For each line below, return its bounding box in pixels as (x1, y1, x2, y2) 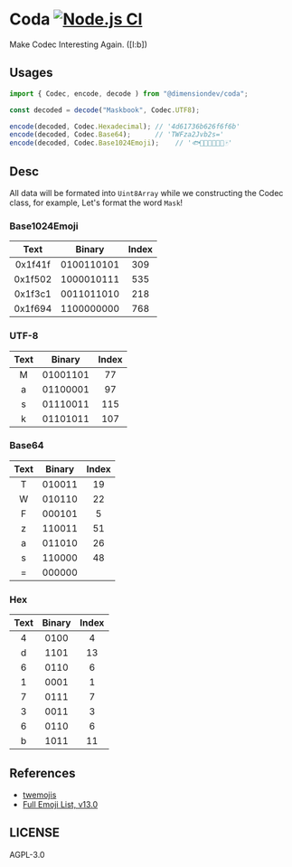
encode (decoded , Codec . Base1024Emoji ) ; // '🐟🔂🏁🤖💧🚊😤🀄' (9, 138, 233, 148)
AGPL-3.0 (9, 849, 45, 860)
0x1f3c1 (14, 287, 52, 300)
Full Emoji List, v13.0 (22, 798, 99, 809)
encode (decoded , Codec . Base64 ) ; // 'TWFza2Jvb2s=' (9, 130, 224, 139)
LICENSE (9, 825, 61, 841)
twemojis (22, 789, 57, 800)
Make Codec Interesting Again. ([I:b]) (9, 39, 147, 50)
